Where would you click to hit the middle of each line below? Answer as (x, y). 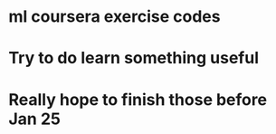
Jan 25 (34, 119)
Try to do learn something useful (134, 58)
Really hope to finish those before (138, 99)
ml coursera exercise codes (114, 17)
